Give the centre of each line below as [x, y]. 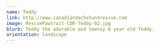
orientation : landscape [37, 35]
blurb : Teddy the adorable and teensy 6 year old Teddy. [81, 29]
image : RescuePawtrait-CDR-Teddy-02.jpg [59, 23]
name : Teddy [21, 12]
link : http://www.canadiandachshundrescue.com [67, 18]
